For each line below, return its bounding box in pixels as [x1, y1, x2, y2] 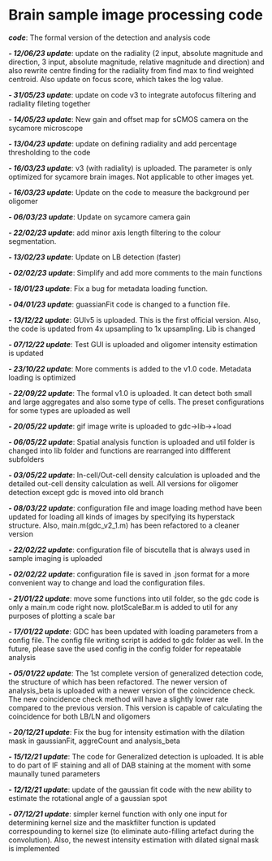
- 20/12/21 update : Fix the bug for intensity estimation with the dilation [8, 727, 245, 737]
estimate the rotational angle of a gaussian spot [8, 793, 168, 802]
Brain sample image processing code [8, 6, 264, 24]
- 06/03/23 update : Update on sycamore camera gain [8, 211, 191, 221]
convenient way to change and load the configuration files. [8, 577, 205, 587]
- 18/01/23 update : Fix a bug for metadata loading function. [8, 283, 209, 294]
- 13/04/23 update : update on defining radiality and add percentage [8, 138, 237, 148]
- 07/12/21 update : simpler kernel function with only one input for [8, 809, 227, 819]
